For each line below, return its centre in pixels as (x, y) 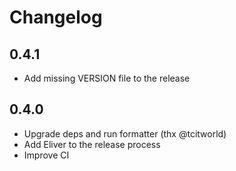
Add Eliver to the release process (92, 144)
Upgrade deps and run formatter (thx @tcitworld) (125, 133)
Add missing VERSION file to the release (107, 78)
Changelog (56, 17)
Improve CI (46, 155)
